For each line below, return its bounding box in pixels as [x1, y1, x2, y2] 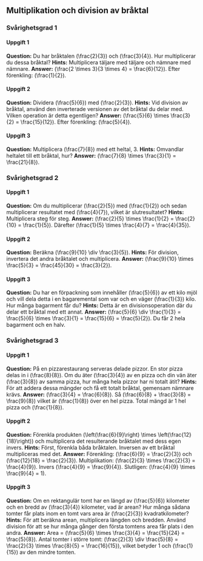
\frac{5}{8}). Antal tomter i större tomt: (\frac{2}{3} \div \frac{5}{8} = [6, 536, 179, 543]
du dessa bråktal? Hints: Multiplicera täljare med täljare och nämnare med [6, 58, 191, 66]
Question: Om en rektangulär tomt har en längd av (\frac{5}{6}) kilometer [6, 497, 190, 504]
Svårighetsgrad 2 [6, 173, 59, 182]
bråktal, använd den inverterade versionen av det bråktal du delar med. [6, 105, 184, 112]
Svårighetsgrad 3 [6, 337, 59, 345]
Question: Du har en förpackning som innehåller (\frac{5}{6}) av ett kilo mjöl [6, 289, 198, 297]
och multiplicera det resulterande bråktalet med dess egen [35, 437, 181, 445]
